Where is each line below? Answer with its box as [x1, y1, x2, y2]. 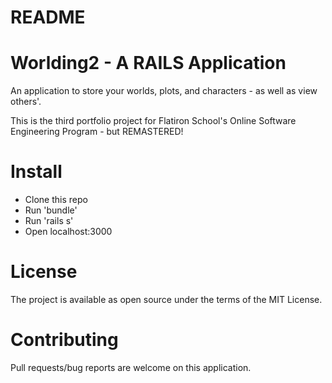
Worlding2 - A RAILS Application [10, 52, 287, 75]
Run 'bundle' [24, 204, 78, 216]
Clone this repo [24, 194, 88, 206]
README [10, 6, 86, 29]
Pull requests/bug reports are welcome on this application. [10, 361, 252, 373]
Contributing [10, 329, 119, 351]
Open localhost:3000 [24, 226, 113, 238]
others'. [10, 96, 42, 108]
